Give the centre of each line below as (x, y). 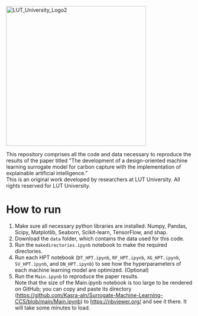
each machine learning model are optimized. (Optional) (82, 270)
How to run (34, 210)
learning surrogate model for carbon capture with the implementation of (94, 167)
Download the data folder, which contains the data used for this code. (100, 238)
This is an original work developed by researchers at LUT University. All (93, 179)
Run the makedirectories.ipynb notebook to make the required (91, 244)
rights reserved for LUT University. (48, 186)
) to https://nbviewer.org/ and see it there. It (134, 301)
